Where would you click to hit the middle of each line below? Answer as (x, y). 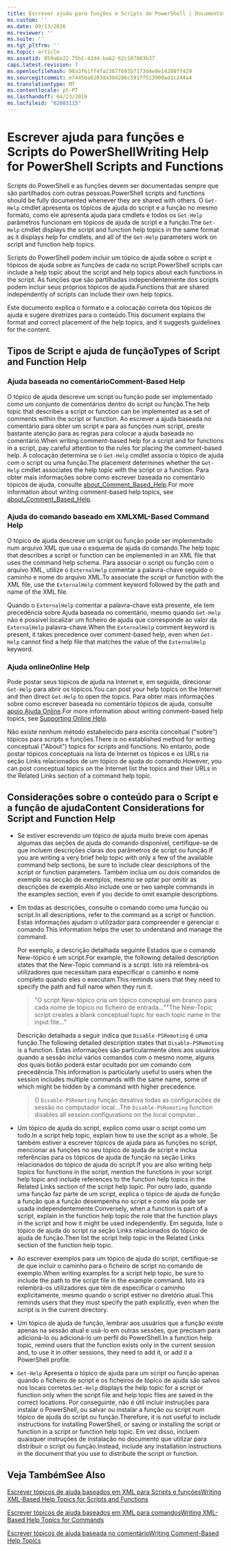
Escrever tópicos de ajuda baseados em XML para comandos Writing (104, 1512)
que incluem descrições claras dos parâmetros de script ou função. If (115, 850)
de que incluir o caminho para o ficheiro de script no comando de (110, 1266)
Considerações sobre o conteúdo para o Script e (113, 798)
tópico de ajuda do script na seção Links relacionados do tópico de (112, 1230)
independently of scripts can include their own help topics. (90, 294)
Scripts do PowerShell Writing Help (108, 152)
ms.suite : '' (26, 39)
